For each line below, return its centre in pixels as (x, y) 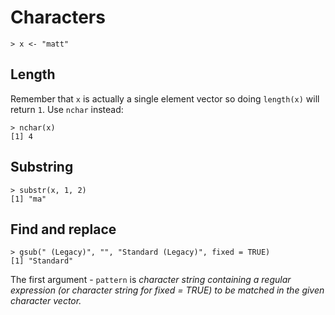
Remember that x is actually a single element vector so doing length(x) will (165, 98)
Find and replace (63, 229)
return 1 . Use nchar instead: (67, 109)
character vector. (46, 301)
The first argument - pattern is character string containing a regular (151, 280)
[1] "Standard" (42, 261)
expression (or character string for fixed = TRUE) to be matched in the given (167, 290)
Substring (42, 167)
